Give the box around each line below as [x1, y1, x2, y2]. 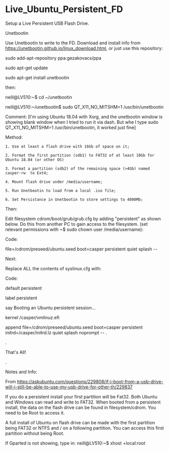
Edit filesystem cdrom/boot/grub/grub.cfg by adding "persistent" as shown [5, 216, 161, 222]
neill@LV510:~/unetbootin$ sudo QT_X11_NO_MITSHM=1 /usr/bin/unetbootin [5, 104, 164, 110]
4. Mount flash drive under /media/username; [5, 179, 102, 184]
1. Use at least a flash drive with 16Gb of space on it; [5, 144, 130, 149]
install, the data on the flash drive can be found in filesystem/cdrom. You [5, 404, 156, 410]
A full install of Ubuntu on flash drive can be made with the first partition [5, 419, 155, 425]
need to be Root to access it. [5, 410, 65, 416]
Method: [5, 134, 23, 140]
